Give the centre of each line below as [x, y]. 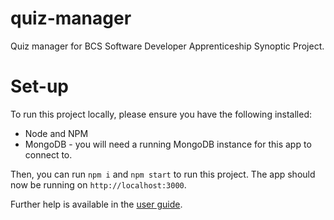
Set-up [39, 86]
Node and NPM [56, 133]
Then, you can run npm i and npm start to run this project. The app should [163, 174]
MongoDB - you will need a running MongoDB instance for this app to [168, 144]
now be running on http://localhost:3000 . [98, 184]
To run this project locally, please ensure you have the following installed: [161, 114]
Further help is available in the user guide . [96, 204]
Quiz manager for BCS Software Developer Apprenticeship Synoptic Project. [167, 46]
